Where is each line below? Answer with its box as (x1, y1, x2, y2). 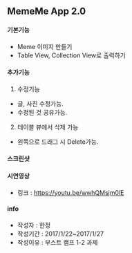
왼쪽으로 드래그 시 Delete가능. (17, 138, 99, 146)
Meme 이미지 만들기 (17, 42, 73, 50)
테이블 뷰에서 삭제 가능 (17, 122, 79, 131)
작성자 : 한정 (17, 221, 51, 229)
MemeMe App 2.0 (7, 6, 86, 17)
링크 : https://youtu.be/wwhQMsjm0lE (17, 188, 124, 196)
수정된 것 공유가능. (17, 108, 68, 116)
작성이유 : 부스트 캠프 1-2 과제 (17, 238, 98, 246)
